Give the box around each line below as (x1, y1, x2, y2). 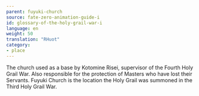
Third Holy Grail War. (6, 83, 57, 90)
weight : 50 (6, 31, 33, 37)
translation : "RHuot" (6, 36, 60, 42)
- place (6, 48, 26, 54)
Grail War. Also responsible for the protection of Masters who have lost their (6, 70, 192, 78)
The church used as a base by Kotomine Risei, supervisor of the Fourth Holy (6, 64, 194, 71)
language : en (6, 25, 39, 32)
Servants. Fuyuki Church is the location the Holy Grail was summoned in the (6, 76, 192, 83)
